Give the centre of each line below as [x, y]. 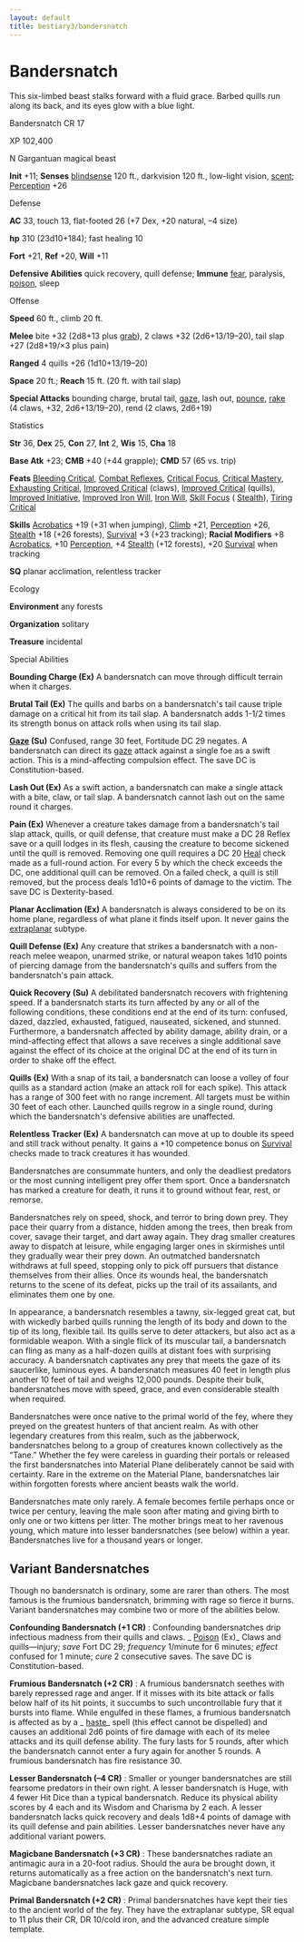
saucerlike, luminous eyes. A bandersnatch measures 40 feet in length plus [150, 1370]
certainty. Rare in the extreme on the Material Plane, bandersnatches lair [145, 1475]
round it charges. [41, 807]
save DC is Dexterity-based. [62, 892]
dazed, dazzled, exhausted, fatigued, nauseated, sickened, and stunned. [145, 1022]
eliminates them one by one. [62, 1295]
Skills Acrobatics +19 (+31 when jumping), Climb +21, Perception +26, [140, 525]
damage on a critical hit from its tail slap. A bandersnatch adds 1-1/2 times [147, 714]
